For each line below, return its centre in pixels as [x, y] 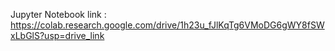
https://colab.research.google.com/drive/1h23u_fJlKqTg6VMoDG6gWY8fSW [167, 25]
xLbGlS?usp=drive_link [57, 35]
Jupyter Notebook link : [58, 14]
